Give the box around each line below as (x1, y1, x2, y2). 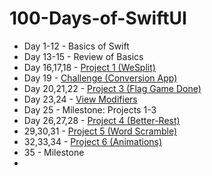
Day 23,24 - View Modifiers (23, 93, 138, 105)
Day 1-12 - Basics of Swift (23, 40, 130, 52)
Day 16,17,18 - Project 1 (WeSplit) (23, 61, 156, 73)
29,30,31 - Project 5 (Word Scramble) (23, 125, 178, 137)
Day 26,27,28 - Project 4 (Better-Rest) (23, 114, 181, 126)
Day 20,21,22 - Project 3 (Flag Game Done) (23, 82, 202, 94)
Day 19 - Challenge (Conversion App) (23, 72, 178, 84)
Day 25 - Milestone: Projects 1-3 (23, 103, 157, 116)
